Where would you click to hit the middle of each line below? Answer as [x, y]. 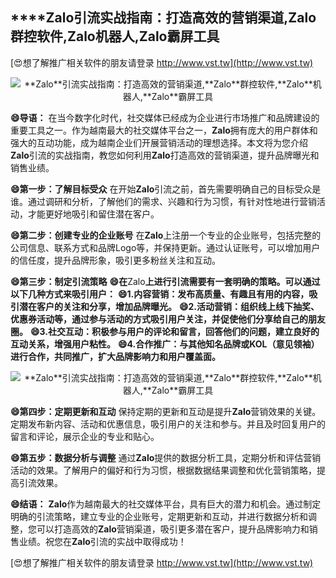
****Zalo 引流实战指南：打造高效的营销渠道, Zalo [163, 18]
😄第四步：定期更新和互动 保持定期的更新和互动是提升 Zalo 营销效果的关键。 [166, 411]
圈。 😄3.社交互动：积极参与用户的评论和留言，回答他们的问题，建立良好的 [165, 331]
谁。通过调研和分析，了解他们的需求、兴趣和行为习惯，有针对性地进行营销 [163, 201]
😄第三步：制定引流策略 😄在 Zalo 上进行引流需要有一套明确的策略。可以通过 [165, 281]
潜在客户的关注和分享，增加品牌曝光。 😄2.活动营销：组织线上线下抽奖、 [169, 306]
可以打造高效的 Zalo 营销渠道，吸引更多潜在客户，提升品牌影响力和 [173, 529]
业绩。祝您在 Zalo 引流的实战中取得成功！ [102, 541]
